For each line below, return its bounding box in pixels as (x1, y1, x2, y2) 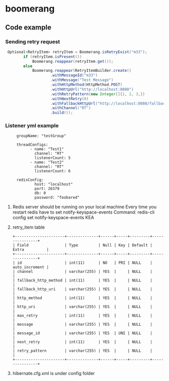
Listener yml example (5, 122, 59, 129)
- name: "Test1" (30, 147, 64, 152)
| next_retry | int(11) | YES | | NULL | (12, 340, 152, 345)
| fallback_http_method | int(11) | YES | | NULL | (12, 278, 152, 283)
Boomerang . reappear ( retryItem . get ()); (32, 59, 114, 64)
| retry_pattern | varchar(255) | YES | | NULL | (12, 348, 152, 353)
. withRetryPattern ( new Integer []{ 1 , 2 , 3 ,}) (50, 91, 145, 97)
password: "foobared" (34, 195, 80, 200)
